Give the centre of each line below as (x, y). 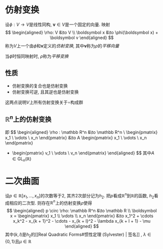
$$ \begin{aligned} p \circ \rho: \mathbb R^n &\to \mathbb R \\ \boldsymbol (82, 211)
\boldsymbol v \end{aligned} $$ (82, 38)
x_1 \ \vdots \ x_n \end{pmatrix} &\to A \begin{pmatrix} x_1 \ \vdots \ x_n (76, 138)
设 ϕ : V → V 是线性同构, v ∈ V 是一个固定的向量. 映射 (58, 24)
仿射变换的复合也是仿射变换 (40, 85)
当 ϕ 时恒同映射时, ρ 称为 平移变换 (37, 56)
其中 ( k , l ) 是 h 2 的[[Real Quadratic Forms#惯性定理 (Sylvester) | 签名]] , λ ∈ (78, 235)
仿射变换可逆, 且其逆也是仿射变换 (45, 92)
